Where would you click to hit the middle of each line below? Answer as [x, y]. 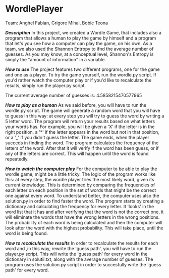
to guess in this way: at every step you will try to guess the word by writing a [85, 116]
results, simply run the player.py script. [46, 85]
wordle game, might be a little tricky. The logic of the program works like [80, 174]
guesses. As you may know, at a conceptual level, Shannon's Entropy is [79, 54]
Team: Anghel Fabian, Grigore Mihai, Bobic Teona [57, 23]
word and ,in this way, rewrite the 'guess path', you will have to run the [78, 248]
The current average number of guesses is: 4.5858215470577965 [74, 95]
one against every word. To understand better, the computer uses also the [82, 195]
